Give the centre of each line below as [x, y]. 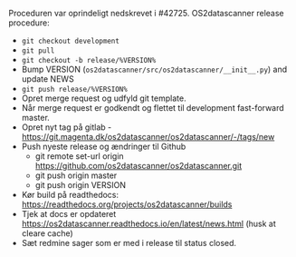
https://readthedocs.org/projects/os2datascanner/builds [127, 204]
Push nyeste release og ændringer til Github [104, 146]
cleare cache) [47, 233]
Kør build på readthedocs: [70, 195]
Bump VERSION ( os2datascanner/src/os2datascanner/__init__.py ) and [154, 69]
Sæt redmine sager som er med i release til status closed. [129, 243]
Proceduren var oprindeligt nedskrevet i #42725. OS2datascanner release [146, 13]
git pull [38, 51]
